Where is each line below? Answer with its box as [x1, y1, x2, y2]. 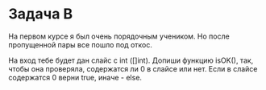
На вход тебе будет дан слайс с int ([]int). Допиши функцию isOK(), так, [8, 55, 254, 65]
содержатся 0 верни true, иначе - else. [8, 72, 143, 82]
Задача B [8, 5, 73, 23]
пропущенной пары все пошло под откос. [8, 39, 153, 49]
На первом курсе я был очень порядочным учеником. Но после [8, 31, 230, 41]
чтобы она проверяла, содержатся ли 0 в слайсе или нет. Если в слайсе [8, 63, 258, 73]
